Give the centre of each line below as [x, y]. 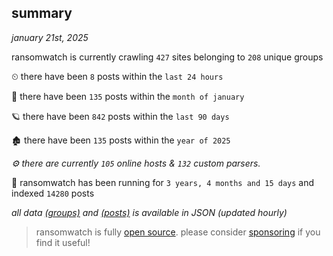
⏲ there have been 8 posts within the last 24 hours [117, 76]
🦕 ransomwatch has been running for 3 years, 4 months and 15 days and [163, 182]
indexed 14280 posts [53, 193]
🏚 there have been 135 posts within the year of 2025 [121, 140]
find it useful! [63, 242]
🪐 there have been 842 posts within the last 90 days [120, 116]
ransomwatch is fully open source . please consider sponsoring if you [178, 232]
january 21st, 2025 [50, 37]
